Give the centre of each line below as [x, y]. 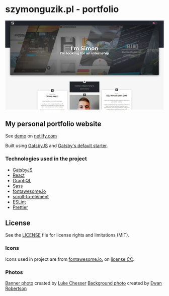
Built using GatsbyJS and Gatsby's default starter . [57, 146]
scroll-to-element [31, 196]
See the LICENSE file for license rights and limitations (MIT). [67, 235]
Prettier [20, 207]
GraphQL [22, 180]
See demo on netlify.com [31, 136]
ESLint [19, 202]
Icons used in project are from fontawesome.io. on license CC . [70, 259]
